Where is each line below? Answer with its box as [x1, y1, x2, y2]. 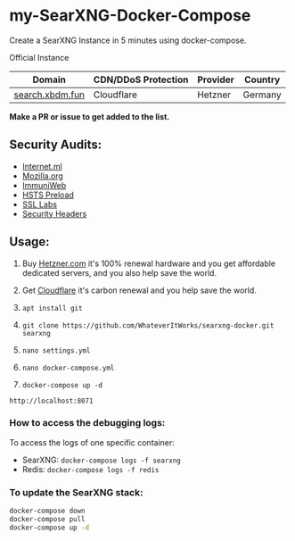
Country [244, 73, 281, 86]
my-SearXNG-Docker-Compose [9, 5, 251, 26]
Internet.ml [21, 161, 62, 171]
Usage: [9, 234, 51, 250]
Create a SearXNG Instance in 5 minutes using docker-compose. [9, 35, 247, 46]
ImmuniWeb [21, 179, 67, 190]
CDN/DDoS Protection [93, 73, 189, 86]
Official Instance [9, 52, 70, 62]
